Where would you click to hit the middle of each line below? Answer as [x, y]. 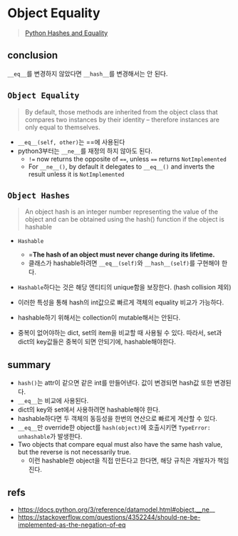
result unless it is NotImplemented [76, 174]
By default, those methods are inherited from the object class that [121, 111]
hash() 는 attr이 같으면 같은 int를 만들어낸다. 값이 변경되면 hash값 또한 [115, 383]
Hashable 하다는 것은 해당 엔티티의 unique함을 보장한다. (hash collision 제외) [124, 287]
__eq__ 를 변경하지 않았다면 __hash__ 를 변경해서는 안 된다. [88, 74]
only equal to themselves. [63, 127]
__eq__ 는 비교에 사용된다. [53, 401]
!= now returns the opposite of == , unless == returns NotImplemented [127, 159]
